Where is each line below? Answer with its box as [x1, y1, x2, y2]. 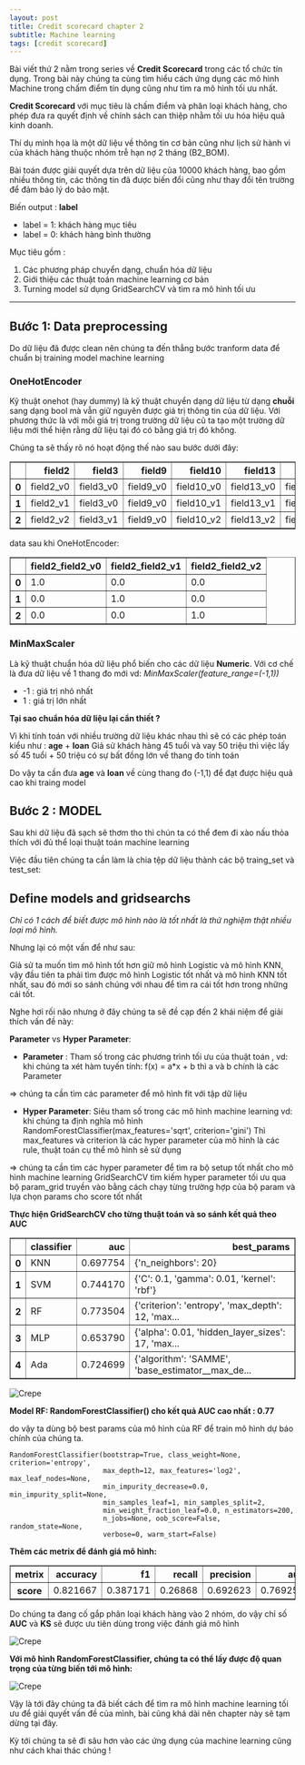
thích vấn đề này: [9, 1016, 74, 1027]
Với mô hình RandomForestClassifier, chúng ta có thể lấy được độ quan [9, 1653, 282, 1665]
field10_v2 [176, 513, 222, 526]
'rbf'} [134, 1284, 157, 1296]
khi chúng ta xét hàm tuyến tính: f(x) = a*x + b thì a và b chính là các [22, 1061, 280, 1072]
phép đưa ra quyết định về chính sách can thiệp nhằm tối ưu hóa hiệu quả [9, 110, 286, 121]
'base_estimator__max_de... [134, 1364, 252, 1377]
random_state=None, [9, 1522, 84, 1531]
